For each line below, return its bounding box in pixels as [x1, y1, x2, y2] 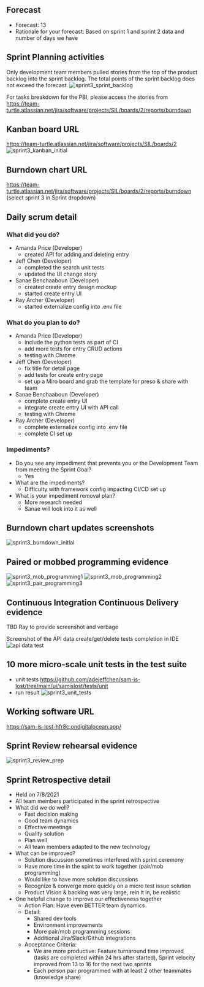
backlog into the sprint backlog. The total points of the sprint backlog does [6, 75, 195, 82]
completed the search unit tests [24, 263, 105, 271]
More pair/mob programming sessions [33, 928, 130, 935]
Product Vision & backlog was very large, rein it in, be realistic [24, 889, 181, 896]
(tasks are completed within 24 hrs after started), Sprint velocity [33, 954, 195, 961]
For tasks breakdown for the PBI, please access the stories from [6, 93, 168, 101]
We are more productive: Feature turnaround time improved [33, 948, 184, 955]
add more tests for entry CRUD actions [24, 345, 123, 352]
